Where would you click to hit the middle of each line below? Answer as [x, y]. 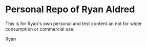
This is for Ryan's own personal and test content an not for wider [74, 24]
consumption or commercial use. [40, 29]
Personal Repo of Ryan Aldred [70, 9]
